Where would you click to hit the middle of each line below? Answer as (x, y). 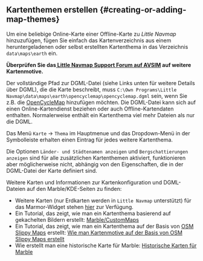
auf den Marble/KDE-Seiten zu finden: (74, 188)
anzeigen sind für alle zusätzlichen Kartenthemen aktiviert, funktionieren (96, 158)
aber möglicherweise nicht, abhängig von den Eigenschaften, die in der (95, 164)
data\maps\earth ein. (32, 53)
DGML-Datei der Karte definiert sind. (52, 170)
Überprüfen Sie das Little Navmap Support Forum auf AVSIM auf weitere (99, 65)
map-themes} (33, 20)
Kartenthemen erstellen (52, 10)
